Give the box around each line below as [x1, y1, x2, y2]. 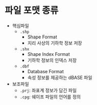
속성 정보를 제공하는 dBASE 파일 [27, 74, 92, 80]
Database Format [27, 68, 64, 74]
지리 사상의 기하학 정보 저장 [27, 39, 82, 46]
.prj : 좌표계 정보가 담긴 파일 [19, 87, 77, 93]
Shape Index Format [27, 51, 70, 57]
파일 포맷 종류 [5, 5, 59, 16]
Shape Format [27, 34, 57, 40]
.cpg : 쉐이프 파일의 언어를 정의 [19, 93, 81, 100]
